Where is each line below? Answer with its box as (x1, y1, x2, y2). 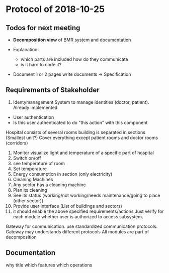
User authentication (13, 114, 54, 120)
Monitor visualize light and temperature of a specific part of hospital (13, 150, 154, 156)
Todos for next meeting (6, 24, 80, 32)
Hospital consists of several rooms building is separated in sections (6, 129, 145, 135)
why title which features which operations (6, 262, 93, 268)
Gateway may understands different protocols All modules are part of (6, 228, 149, 234)
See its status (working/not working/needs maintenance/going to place (13, 192, 160, 198)
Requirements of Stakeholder (6, 86, 100, 94)
